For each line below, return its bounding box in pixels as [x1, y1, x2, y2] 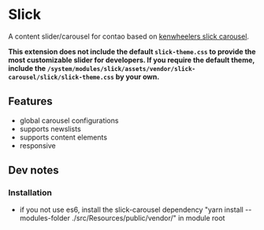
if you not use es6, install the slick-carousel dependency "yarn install [19, 205, 244, 214]
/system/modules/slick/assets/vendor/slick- [46, 65, 195, 72]
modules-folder [19, 213, 71, 223]
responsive [19, 140, 57, 150]
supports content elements [19, 132, 108, 142]
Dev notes [8, 164, 59, 177]
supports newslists [19, 124, 81, 133]
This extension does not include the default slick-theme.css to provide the [8, 46, 256, 56]
